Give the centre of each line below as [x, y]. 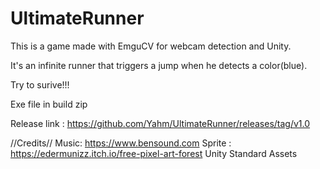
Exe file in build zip [49, 104]
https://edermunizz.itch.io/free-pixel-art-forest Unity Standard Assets [154, 153]
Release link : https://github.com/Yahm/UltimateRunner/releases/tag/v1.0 [160, 123]
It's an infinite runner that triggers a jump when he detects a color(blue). [159, 65]
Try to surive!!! [40, 84]
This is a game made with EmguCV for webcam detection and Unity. [151, 46]
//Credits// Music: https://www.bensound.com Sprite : [121, 143]
